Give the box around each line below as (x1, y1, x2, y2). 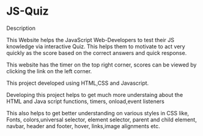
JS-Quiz (6, 4, 49, 18)
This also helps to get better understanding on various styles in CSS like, (6, 109, 190, 116)
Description (6, 24, 35, 32)
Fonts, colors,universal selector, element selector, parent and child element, (6, 116, 197, 123)
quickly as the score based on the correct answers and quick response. (6, 49, 187, 56)
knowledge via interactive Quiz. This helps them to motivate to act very (6, 43, 185, 50)
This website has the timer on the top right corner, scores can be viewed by (6, 61, 197, 68)
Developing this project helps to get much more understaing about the (6, 91, 183, 98)
